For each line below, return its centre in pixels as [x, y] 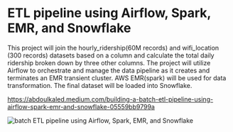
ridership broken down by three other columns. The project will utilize [109, 62]
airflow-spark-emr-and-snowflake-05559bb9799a [81, 106]
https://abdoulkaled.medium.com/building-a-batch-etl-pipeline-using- [110, 99]
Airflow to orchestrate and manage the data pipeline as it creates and [109, 70]
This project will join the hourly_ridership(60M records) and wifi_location [113, 48]
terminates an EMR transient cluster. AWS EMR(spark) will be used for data [117, 78]
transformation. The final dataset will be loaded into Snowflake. [100, 85]
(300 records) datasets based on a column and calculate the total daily [111, 55]
